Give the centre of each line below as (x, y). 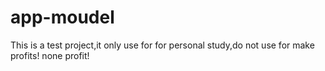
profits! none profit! (50, 55)
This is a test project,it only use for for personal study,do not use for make (162, 45)
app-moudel (62, 17)
